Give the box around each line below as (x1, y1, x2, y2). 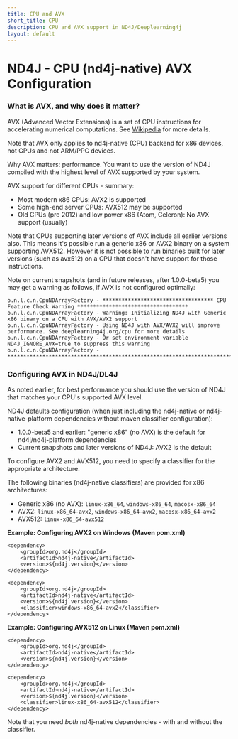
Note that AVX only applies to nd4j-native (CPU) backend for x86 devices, (7, 139, 224, 147)
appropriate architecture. (7, 465, 80, 473)
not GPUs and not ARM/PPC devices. (7, 146, 115, 155)
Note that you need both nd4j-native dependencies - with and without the (7, 718, 223, 726)
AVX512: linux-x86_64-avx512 (17, 514, 105, 523)
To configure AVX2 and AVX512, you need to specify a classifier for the (7, 457, 215, 465)
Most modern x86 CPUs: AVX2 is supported (17, 195, 147, 203)
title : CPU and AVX (7, 10, 65, 18)
